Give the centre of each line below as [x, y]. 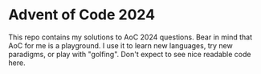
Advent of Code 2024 [82, 15]
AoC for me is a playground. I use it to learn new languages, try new [120, 45]
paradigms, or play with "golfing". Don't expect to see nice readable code [130, 54]
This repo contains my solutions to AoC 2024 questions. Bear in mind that [130, 37]
